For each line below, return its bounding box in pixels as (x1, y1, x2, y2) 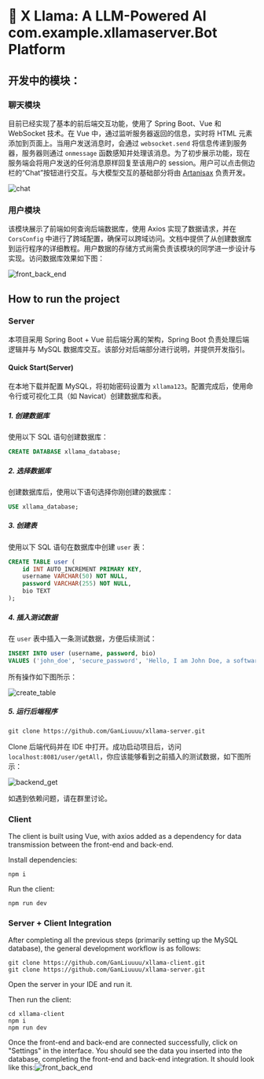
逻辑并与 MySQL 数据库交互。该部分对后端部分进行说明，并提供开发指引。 (8, 344, 250, 353)
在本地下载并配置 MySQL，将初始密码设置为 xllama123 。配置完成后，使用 (8, 382, 247, 391)
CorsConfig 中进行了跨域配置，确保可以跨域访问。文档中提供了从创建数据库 (8, 234, 252, 243)
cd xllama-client (8, 1011, 65, 1018)
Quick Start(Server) (8, 363, 74, 372)
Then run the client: (8, 995, 72, 1004)
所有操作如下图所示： (8, 672, 77, 682)
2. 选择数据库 (8, 466, 51, 475)
